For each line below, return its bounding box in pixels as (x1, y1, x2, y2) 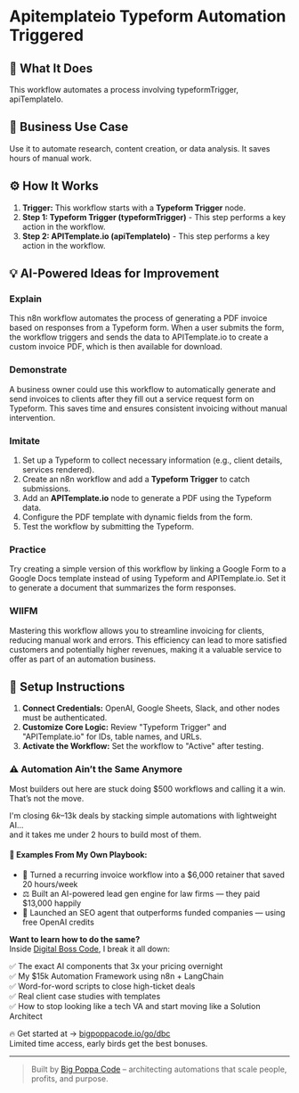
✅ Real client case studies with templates (9, 990, 161, 1001)
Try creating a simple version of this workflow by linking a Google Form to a (9, 563, 287, 574)
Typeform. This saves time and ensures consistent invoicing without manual (9, 403, 287, 414)
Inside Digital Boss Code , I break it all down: (9, 943, 171, 954)
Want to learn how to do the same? (9, 933, 141, 944)
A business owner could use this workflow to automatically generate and (9, 383, 276, 394)
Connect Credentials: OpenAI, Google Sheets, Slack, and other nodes (21, 703, 280, 714)
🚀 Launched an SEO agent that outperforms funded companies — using (21, 907, 286, 917)
